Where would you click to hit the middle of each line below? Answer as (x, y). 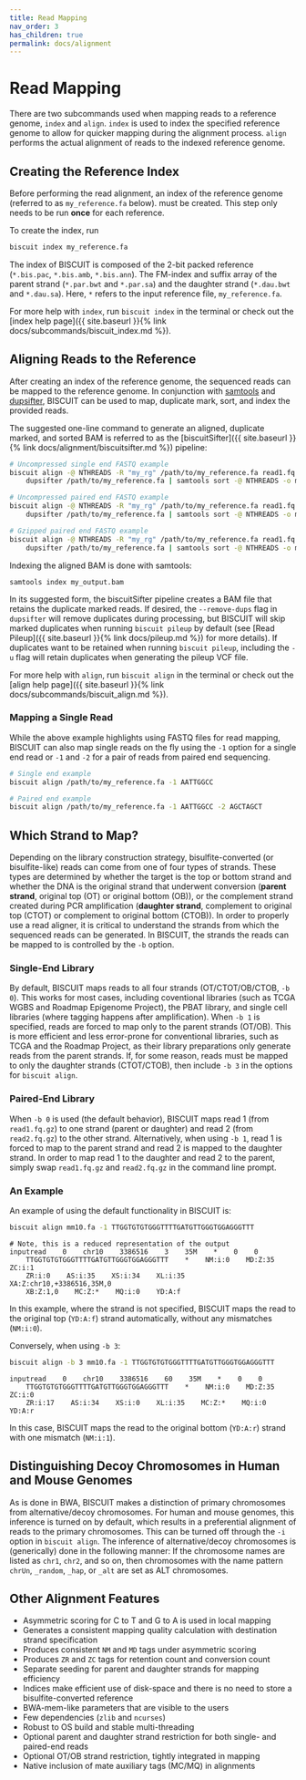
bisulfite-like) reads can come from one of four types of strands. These (143, 867)
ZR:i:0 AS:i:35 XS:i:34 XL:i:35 (105, 1276)
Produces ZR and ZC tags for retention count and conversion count (146, 1660)
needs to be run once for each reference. (87, 212)
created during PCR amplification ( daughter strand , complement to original (151, 906)
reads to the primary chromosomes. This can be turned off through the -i (148, 1531)
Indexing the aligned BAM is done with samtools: (101, 565)
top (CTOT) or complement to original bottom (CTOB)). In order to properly (149, 916)
